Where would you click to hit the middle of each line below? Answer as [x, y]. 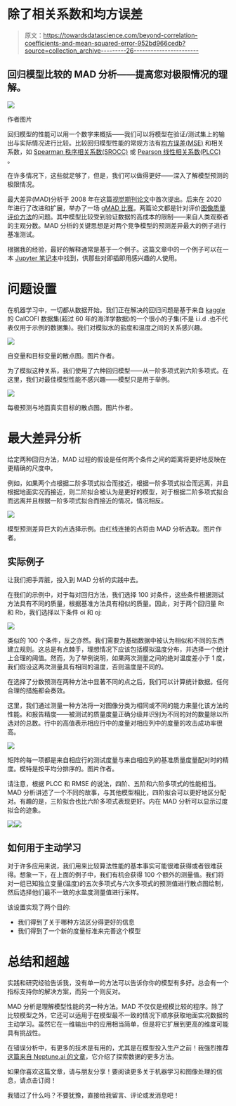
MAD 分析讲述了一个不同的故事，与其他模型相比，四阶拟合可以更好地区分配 [117, 792]
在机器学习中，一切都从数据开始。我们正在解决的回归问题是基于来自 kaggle [117, 309]
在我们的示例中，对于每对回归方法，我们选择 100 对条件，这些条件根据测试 [116, 595]
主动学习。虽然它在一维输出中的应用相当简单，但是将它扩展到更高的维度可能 [118, 1024]
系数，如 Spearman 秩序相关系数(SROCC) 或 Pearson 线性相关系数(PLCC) [114, 151]
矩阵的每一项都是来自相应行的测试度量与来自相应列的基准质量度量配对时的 [115, 760]
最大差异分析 [45, 438]
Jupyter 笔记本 [37, 258]
